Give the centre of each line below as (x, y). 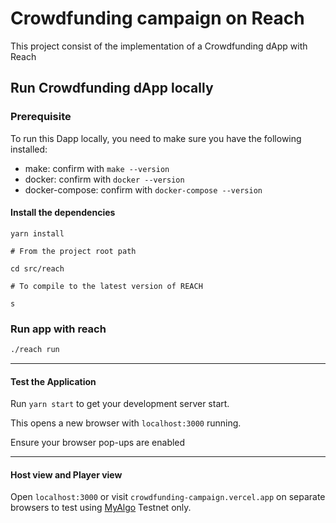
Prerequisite (41, 117)
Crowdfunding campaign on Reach (157, 18)
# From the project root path (73, 251)
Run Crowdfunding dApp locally (112, 88)
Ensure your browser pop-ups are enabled (98, 443)
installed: (29, 149)
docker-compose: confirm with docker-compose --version (143, 189)
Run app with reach (58, 329)
